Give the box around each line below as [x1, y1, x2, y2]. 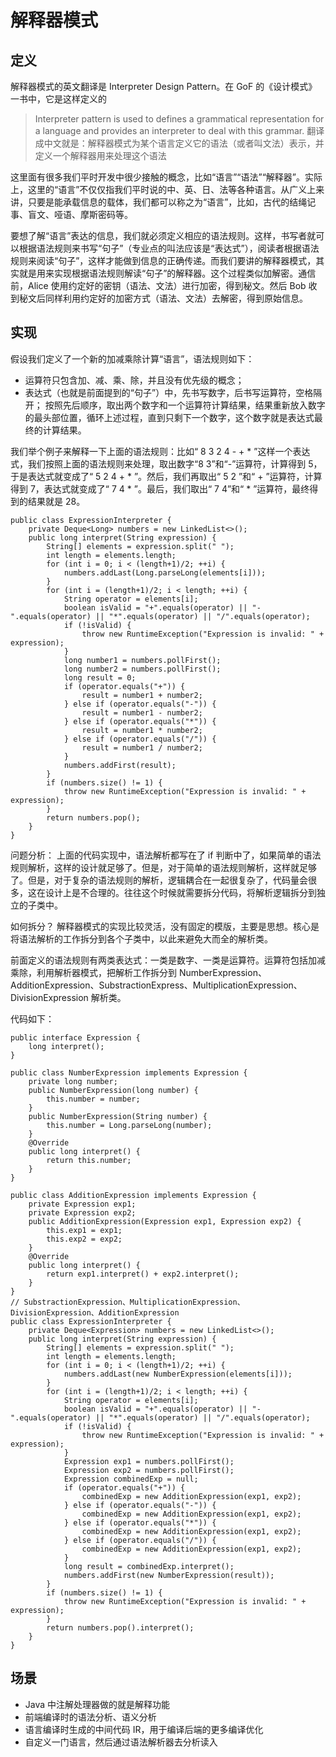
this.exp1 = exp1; [46, 1225, 123, 1235]
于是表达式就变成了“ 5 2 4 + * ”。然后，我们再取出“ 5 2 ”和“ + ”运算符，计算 [10, 470, 323, 482]
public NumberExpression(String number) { [28, 1111, 208, 1121]
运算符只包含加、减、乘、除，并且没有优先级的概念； [24, 374, 245, 386]
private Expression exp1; [28, 1199, 137, 1209]
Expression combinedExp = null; [63, 1474, 199, 1484]
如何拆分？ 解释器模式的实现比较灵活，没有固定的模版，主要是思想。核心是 [10, 920, 320, 932]
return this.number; [46, 1155, 132, 1165]
